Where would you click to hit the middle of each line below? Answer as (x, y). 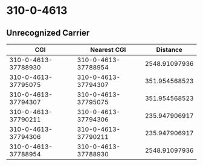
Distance (169, 50)
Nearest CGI (108, 50)
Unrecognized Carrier (48, 33)
